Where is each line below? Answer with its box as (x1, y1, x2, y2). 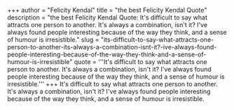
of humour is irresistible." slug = (7, 36, 99, 44)
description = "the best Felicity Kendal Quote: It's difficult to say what (7, 13, 208, 22)
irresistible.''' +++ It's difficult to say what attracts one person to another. (7, 80, 219, 88)
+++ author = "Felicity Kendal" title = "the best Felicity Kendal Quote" (7, 6, 207, 14)
